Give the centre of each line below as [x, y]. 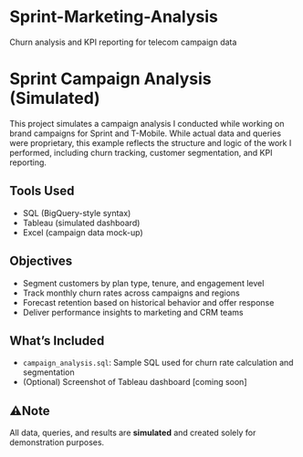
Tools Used [42, 191]
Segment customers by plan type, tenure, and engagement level [143, 283]
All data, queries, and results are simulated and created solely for [133, 433]
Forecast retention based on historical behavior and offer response [148, 302]
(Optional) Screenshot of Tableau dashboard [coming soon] [135, 382]
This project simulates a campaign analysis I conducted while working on [147, 123]
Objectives [41, 261]
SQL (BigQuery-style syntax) [77, 213]
